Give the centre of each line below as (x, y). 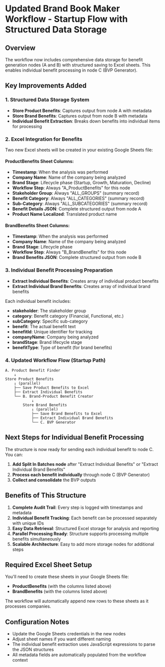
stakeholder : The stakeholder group (49, 311)
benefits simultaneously (36, 539)
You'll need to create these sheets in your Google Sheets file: (67, 577)
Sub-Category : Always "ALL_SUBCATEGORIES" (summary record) (80, 204)
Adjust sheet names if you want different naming (61, 639)
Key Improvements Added (46, 86)
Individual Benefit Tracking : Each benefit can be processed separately (84, 518)
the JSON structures (33, 650)
